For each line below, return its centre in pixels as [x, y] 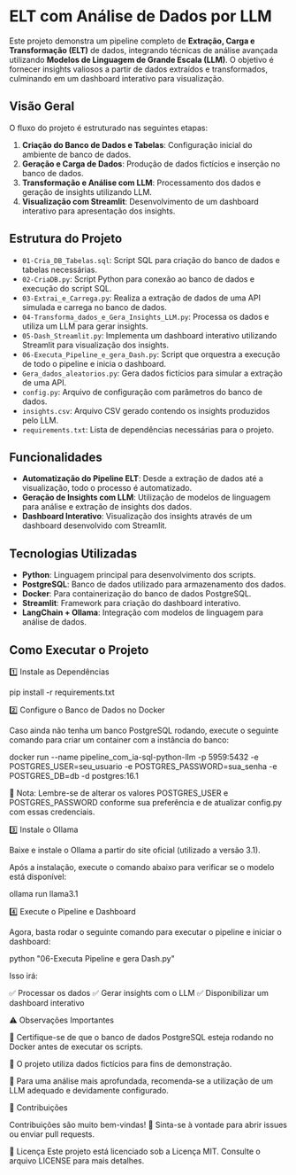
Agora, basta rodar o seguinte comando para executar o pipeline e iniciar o [146, 932]
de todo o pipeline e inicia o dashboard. [94, 363]
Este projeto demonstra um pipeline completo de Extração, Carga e [132, 41]
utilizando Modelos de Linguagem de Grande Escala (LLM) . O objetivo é [141, 59]
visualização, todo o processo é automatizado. [107, 488]
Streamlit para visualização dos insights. [95, 345]
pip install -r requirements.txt [62, 692]
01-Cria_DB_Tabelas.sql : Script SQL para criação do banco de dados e [151, 260]
